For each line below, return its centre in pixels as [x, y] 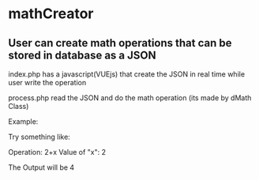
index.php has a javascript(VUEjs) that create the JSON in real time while [127, 74]
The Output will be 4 [41, 167]
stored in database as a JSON [82, 55]
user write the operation [47, 82]
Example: [23, 122]
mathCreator [51, 14]
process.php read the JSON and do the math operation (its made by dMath [130, 98]
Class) [19, 106]
